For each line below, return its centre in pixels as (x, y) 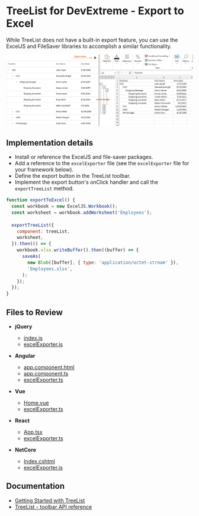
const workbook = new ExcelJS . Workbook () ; (65, 206)
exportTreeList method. (44, 188)
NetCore (25, 450)
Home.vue (36, 403)
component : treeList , (43, 231)
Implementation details (50, 142)
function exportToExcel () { (41, 200)
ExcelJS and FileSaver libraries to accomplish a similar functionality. (89, 46)
